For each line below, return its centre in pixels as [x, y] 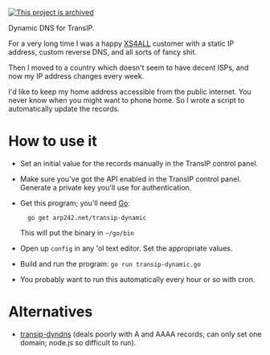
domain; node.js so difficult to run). [78, 342]
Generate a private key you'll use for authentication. [106, 187]
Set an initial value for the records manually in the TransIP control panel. [139, 163]
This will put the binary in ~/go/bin [77, 232]
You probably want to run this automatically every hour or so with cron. [137, 279]
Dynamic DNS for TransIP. [51, 28]
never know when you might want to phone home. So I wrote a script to [127, 100]
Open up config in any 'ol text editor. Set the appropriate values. [126, 248]
